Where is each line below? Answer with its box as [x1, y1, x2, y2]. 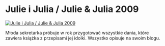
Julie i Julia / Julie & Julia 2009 [5, 3, 139, 15]
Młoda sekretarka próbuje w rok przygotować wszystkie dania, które [5, 29, 149, 35]
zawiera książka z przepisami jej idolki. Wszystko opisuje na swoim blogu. [5, 35, 160, 41]
